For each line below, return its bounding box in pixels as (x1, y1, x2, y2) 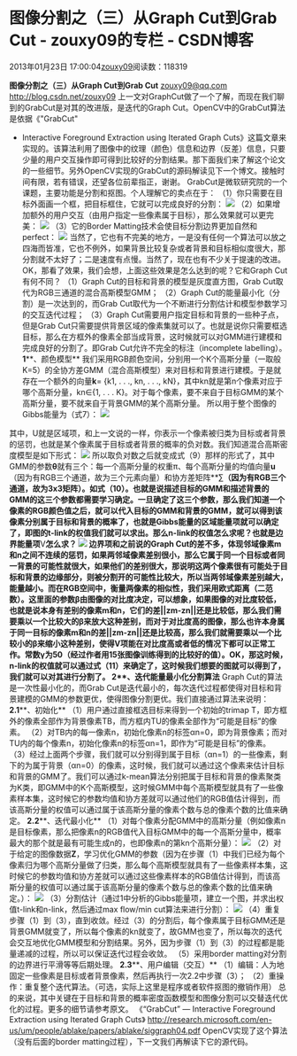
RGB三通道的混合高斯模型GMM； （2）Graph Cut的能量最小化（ (37, 287, 273, 298)
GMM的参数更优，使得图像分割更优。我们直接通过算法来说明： (39, 693, 270, 704)
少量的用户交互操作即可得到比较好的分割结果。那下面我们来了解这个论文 (21, 154, 286, 165)
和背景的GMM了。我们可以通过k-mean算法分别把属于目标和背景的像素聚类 (9, 771, 281, 781)
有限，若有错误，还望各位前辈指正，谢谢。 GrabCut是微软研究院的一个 (29, 176, 287, 187)
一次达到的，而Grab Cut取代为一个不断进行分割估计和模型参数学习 (45, 298, 287, 308)
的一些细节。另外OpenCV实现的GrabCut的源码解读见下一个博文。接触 (21, 165, 278, 175)
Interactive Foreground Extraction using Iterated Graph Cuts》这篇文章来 (21, 132, 287, 143)
